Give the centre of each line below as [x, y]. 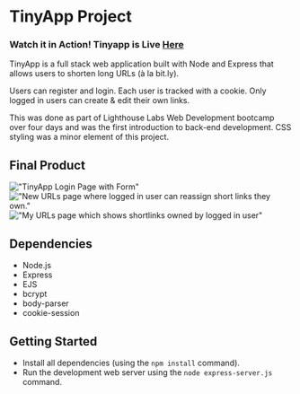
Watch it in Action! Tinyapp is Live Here [97, 45]
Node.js [37, 266]
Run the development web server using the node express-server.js [147, 372]
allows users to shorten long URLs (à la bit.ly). [94, 74]
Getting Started [53, 341]
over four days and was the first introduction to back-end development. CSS [150, 127]
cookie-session [51, 313]
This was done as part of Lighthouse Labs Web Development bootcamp [142, 118]
